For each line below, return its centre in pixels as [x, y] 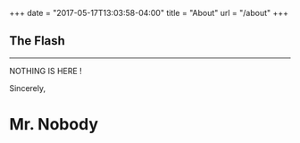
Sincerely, [28, 88]
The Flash [37, 41]
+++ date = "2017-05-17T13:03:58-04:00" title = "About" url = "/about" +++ [149, 13]
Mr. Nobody [54, 124]
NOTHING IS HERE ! [46, 71]
